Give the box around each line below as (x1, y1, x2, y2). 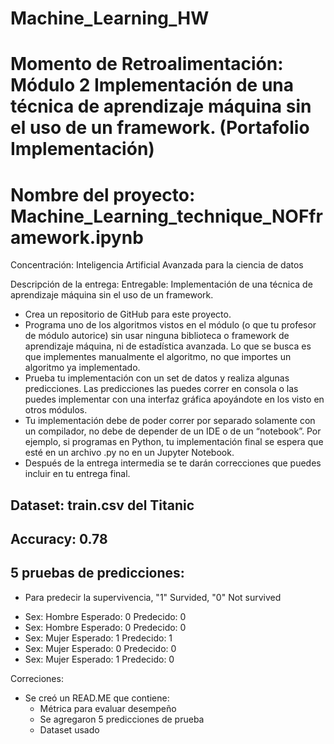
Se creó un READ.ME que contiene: (24, 692, 170, 704)
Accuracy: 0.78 (10, 531, 108, 548)
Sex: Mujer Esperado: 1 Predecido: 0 (24, 653, 175, 665)
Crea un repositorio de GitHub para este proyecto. (24, 308, 232, 321)
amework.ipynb (10, 226, 144, 249)
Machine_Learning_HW (10, 7, 210, 30)
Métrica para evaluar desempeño (39, 702, 177, 714)
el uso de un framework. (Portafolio (10, 117, 310, 139)
